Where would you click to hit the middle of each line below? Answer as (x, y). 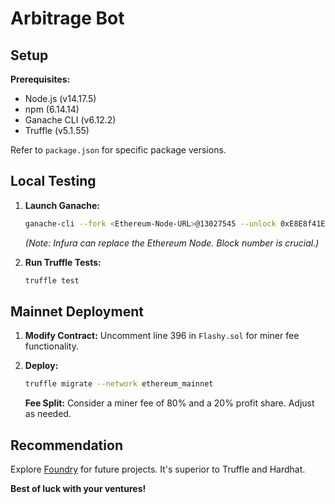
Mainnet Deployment (77, 311)
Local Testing (53, 181)
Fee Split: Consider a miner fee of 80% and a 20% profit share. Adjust (169, 403)
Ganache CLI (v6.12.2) (70, 120)
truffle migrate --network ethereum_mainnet (119, 384)
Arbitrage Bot (67, 18)
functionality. (51, 346)
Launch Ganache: (62, 205)
